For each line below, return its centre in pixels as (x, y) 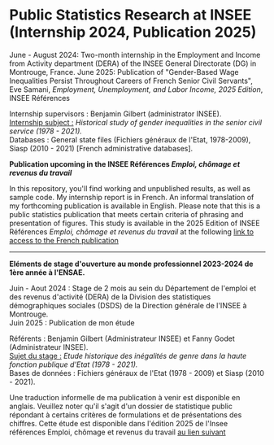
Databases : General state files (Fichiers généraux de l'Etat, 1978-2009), (130, 139)
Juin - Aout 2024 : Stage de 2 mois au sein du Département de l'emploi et (133, 288)
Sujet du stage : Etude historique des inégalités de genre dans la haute (128, 356)
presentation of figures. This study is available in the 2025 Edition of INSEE (135, 223)
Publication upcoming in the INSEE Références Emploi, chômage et (125, 164)
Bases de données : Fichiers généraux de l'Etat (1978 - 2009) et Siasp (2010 (137, 373)
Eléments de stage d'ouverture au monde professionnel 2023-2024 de (131, 264)
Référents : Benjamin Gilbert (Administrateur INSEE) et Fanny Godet (122, 338)
